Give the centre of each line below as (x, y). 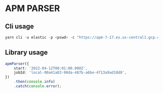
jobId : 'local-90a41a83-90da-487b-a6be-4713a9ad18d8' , (70, 73)
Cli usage (19, 26)
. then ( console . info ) (34, 82)
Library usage (26, 53)
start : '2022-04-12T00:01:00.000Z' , (51, 68)
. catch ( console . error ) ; (38, 86)
